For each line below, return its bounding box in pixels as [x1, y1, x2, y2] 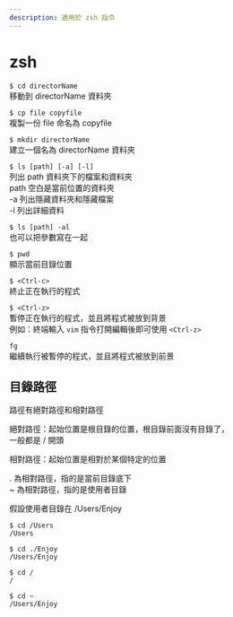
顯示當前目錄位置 [9, 258, 73, 269]
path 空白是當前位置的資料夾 [9, 182, 115, 193]
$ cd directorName [9, 82, 78, 91]
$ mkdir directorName [9, 135, 91, 144]
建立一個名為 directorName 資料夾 [9, 144, 136, 155]
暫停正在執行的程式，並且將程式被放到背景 [9, 312, 167, 323]
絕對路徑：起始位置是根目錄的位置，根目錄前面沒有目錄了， [9, 423, 229, 435]
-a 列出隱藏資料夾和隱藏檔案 [9, 194, 115, 204]
